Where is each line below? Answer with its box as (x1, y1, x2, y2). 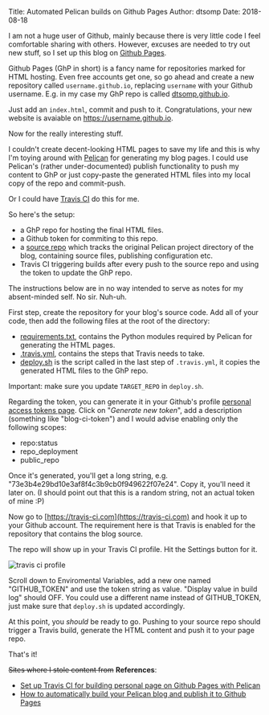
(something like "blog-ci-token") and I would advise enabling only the (8, 414, 238, 423)
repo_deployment (19, 447, 79, 456)
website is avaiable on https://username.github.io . (8, 113, 174, 123)
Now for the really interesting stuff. (8, 129, 124, 138)
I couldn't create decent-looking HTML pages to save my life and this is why (8, 145, 260, 153)
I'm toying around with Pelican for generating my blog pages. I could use (8, 153, 249, 162)
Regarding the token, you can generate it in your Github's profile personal (8, 397, 251, 407)
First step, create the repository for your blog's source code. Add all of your (8, 308, 259, 317)
